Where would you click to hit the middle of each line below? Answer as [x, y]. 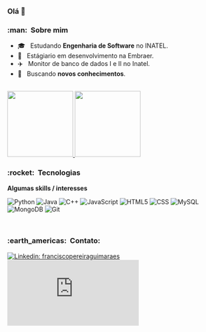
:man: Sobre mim [38, 29]
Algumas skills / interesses [47, 188]
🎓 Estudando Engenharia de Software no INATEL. [92, 46]
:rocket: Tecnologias [44, 173]
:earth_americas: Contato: [54, 241]
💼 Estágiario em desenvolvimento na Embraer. [85, 56]
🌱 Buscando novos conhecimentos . [71, 74]
